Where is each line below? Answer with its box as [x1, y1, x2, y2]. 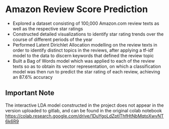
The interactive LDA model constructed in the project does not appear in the [5, 102, 164, 108]
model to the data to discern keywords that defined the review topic [12, 52, 154, 59]
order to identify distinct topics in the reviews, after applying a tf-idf [12, 47, 154, 53]
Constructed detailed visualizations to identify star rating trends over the [12, 31, 164, 37]
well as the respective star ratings [12, 25, 83, 31]
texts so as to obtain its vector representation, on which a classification [12, 63, 161, 69]
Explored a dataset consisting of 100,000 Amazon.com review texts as [12, 20, 159, 26]
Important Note [5, 89, 55, 97]
